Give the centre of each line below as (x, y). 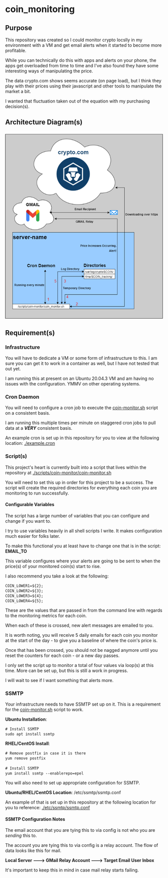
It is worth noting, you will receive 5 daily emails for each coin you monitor (81, 635)
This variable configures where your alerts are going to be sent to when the (83, 561)
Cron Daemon (22, 397)
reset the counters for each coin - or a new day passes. (62, 655)
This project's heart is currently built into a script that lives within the (76, 467)
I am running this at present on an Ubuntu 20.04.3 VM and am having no (79, 378)
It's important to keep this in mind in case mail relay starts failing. (72, 870)
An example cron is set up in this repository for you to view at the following (82, 438)
